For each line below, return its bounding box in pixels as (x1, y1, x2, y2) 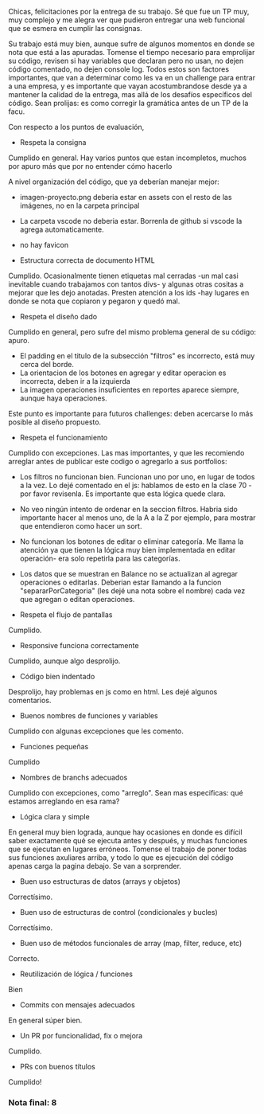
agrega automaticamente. (19, 225, 105, 234)
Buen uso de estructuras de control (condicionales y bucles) (19, 908, 219, 917)
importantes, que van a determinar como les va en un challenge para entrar (8, 73, 256, 82)
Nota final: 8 (8, 1096, 57, 1108)
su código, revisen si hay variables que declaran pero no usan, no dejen (8, 56, 244, 65)
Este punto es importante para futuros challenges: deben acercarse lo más (8, 409, 254, 418)
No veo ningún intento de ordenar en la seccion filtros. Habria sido (19, 505, 239, 514)
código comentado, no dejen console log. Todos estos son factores (8, 64, 229, 74)
